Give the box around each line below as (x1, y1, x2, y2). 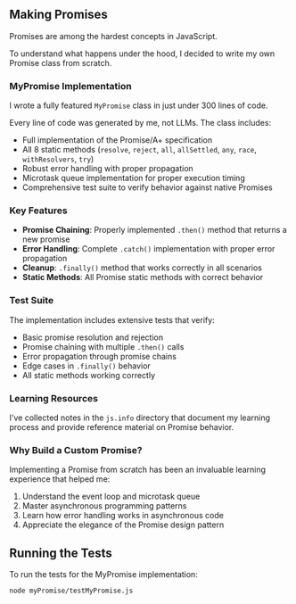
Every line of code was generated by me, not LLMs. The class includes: (9, 118, 272, 128)
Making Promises (9, 7, 109, 22)
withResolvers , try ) (21, 153, 95, 164)
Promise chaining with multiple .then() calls (21, 341, 185, 352)
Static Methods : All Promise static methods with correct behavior (21, 272, 264, 283)
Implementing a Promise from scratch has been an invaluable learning (9, 464, 266, 476)
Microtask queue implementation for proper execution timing (21, 173, 245, 184)
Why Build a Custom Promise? (9, 443, 143, 456)
